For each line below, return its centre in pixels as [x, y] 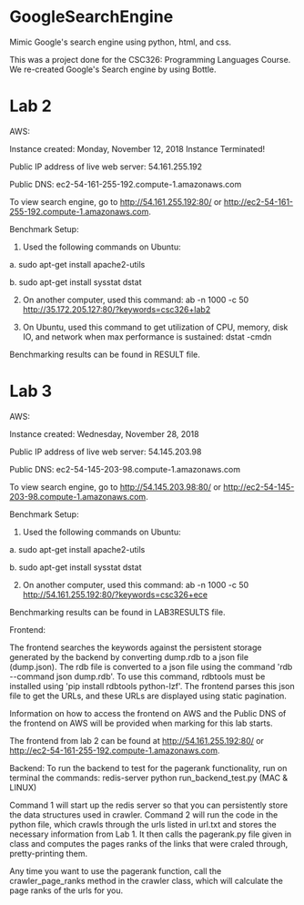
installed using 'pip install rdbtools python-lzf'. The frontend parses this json [152, 686]
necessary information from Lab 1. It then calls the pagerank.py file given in [151, 834]
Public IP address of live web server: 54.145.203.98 [106, 452]
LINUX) [23, 787]
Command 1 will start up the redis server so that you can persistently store [149, 805]
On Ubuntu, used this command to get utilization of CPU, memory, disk [155, 327]
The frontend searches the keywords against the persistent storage [136, 647]
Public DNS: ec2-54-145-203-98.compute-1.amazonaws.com [125, 469]
